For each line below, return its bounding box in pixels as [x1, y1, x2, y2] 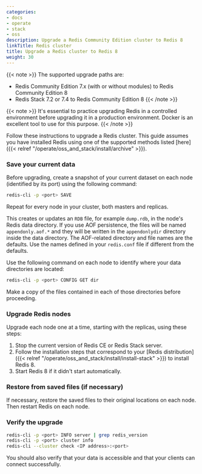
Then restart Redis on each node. [6, 403, 90, 410]
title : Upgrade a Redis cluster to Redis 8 [6, 49, 118, 55]
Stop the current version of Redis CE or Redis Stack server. [15, 342, 163, 349]
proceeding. [6, 294, 37, 301]
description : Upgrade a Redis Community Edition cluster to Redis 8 [6, 37, 183, 43]
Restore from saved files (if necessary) [6, 382, 123, 391]
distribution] [163, 348, 194, 355]
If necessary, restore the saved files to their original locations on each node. [6, 396, 197, 404]
